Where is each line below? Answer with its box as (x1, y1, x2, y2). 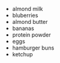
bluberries (12, 12, 39, 19)
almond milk (12, 6, 43, 12)
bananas (12, 24, 35, 32)
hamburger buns (12, 44, 54, 51)
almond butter (12, 18, 48, 25)
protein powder (12, 31, 51, 39)
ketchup (12, 51, 33, 57)
